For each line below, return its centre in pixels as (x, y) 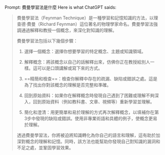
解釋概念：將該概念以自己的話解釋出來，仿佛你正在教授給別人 (87, 62)
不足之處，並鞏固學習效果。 (45, 148)
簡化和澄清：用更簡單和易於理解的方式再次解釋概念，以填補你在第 (91, 112)
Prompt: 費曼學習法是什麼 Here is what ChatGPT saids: (61, 7)
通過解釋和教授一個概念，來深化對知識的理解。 (69, 30)
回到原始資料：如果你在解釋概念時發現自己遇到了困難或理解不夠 (89, 95)
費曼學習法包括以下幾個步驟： (47, 41)
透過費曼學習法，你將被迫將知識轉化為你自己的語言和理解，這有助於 (86, 135)
